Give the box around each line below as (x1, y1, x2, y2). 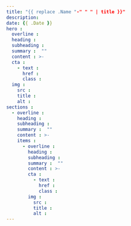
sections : (6, 104, 34, 110)
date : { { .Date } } (6, 20, 53, 26)
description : (6, 14, 39, 20)
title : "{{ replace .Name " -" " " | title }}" (6, 8, 126, 15)
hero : (6, 25, 23, 32)
